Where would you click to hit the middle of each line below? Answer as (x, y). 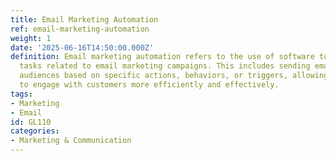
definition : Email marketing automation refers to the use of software (162, 57)
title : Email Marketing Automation (84, 19)
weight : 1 (31, 38)
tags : (21, 94)
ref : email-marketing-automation (80, 29)
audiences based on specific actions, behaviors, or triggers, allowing (174, 76)
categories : (35, 131)
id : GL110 (31, 122)
